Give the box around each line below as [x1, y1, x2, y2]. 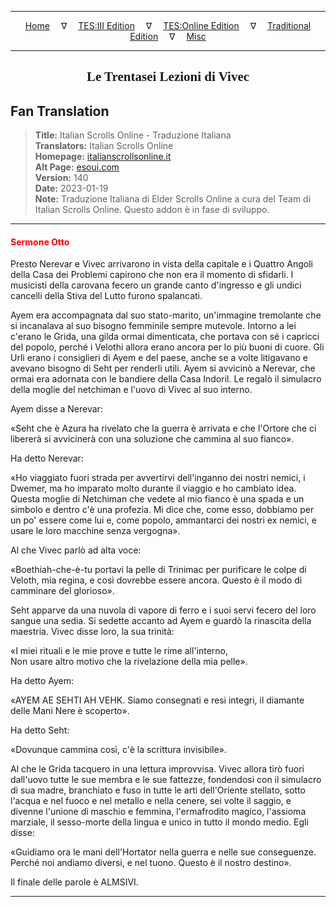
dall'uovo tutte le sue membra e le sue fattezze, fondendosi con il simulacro [10, 774, 322, 786]
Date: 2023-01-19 [34, 182, 109, 195]
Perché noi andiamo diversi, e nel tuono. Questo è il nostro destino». [10, 857, 292, 869]
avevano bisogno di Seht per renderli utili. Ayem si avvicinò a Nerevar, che [10, 362, 316, 375]
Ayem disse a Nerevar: [10, 403, 103, 415]
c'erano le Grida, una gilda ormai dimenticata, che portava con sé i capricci [10, 331, 320, 343]
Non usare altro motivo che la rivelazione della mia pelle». [10, 656, 248, 668]
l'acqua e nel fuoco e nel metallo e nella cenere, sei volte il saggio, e [10, 795, 292, 807]
